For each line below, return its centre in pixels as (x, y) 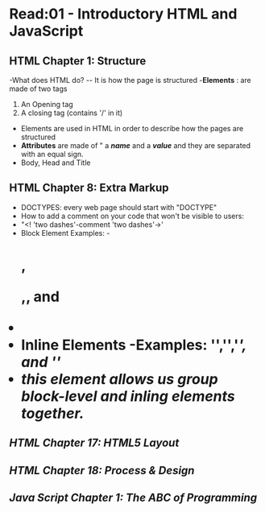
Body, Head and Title (56, 163)
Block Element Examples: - (65, 233)
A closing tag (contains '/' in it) (72, 113)
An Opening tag (47, 104)
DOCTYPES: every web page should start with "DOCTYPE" (119, 207)
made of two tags (38, 89)
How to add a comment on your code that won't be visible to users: (132, 216)
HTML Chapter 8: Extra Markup (89, 188)
